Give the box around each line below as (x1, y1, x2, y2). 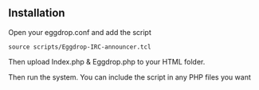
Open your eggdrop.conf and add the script (8, 27, 151, 37)
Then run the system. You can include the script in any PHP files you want (8, 72, 251, 82)
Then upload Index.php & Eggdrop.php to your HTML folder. (8, 57, 206, 66)
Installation (8, 6, 65, 20)
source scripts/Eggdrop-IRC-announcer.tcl (8, 43, 151, 51)
